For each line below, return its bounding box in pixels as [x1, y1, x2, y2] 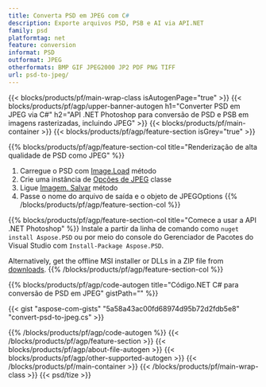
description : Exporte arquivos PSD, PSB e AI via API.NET [8, 19, 204, 27]
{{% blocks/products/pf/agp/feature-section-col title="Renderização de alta [8, 142, 258, 151]
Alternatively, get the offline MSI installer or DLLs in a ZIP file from [8, 256, 224, 265]
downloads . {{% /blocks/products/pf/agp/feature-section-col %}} [8, 264, 224, 274]
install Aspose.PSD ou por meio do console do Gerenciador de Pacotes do [8, 232, 254, 241]
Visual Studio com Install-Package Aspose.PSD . [8, 240, 164, 250]
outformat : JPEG [8, 57, 62, 64]
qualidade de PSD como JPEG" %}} [8, 150, 125, 160]
